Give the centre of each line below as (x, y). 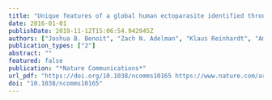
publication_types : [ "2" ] (52, 46)
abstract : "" (30, 53)
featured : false (36, 61)
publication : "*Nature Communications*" (78, 69)
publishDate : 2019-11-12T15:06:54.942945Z (81, 31)
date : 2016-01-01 (38, 23)
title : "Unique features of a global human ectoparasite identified (126, 16)
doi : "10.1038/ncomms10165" (56, 83)
